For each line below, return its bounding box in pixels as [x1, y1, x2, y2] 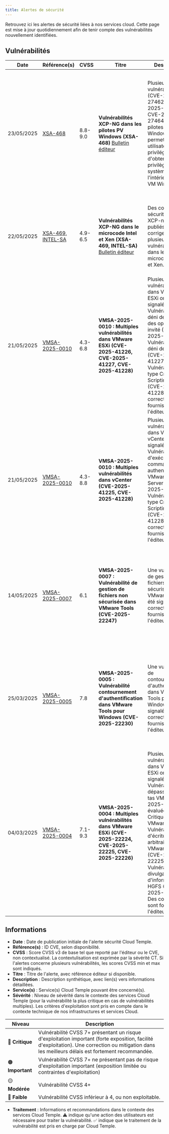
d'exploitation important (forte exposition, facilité [38, 1036, 153, 1043]
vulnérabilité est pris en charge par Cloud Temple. [12, 1123, 117, 1129]
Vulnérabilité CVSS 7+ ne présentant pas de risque [38, 1056, 158, 1063]
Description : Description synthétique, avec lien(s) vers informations [12, 976, 155, 983]
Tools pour [98, 707, 125, 714]
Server [147, 480, 163, 487]
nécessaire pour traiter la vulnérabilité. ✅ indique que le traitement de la [12, 1117, 162, 1123]
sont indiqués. [12, 965, 42, 972]
